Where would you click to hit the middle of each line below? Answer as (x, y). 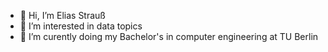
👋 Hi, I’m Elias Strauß (62, 15)
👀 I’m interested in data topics (81, 26)
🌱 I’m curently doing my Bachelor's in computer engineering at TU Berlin (169, 36)
